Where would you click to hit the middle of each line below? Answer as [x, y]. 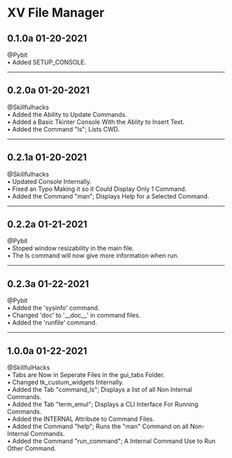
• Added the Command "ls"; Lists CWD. [64, 129]
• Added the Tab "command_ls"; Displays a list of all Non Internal [99, 390]
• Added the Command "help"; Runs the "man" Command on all [98, 426]
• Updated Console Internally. [49, 181]
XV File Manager [56, 13]
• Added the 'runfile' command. [52, 322]
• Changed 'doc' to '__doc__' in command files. [74, 315]
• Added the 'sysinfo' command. [54, 308]
